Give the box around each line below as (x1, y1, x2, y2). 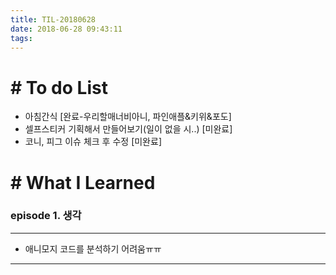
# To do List (10, 76, 108, 99)
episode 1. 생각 (10, 209, 82, 223)
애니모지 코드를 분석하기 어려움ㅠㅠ (24, 242, 162, 255)
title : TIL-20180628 (10, 14, 97, 25)
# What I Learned (10, 171, 156, 194)
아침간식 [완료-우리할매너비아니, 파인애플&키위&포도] (24, 111, 232, 123)
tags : (10, 33, 33, 43)
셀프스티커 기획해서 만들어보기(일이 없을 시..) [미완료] (24, 123, 233, 135)
